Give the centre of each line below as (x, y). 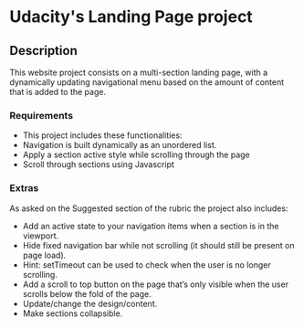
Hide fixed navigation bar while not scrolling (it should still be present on (158, 245)
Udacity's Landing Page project (131, 17)
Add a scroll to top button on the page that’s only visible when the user (156, 284)
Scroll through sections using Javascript (99, 164)
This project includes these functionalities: (102, 135)
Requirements (42, 115)
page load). (44, 255)
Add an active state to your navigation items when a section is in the (151, 226)
